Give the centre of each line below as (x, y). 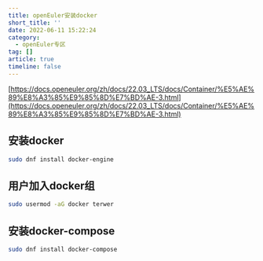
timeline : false (35, 67)
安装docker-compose (62, 231)
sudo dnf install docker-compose (63, 249)
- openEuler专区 (40, 45)
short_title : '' (35, 23)
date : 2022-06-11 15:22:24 (52, 30)
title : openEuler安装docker (53, 15)
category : (24, 37)
